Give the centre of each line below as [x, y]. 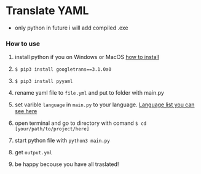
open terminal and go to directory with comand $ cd [81, 123]
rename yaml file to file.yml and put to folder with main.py [89, 93]
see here [26, 111]
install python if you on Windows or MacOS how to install [87, 57]
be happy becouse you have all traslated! [67, 164]
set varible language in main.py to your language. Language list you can [104, 105]
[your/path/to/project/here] [52, 129]
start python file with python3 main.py [62, 140]
